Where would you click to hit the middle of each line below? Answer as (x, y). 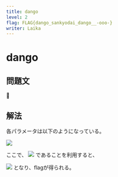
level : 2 (17, 17)
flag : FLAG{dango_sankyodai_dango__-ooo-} (59, 23)
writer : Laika (24, 28)
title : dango (22, 12)
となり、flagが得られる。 (44, 167)
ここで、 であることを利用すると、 (52, 155)
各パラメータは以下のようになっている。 (55, 131)
